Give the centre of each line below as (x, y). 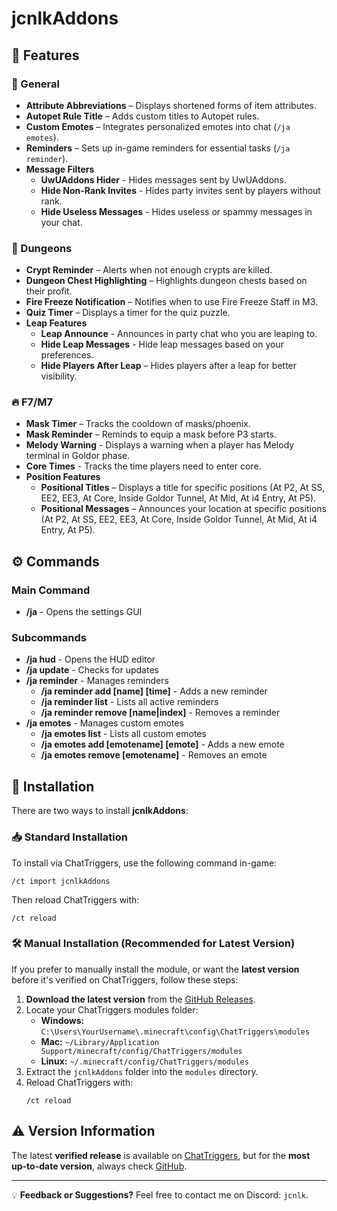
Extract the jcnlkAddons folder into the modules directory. (142, 1071)
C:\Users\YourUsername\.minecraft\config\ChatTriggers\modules (175, 1032)
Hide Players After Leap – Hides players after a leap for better (169, 366)
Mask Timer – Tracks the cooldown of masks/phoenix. (138, 424)
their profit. (49, 291)
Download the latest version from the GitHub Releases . (140, 999)
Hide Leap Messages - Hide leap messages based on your (162, 344)
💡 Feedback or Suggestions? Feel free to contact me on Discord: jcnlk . (160, 1194)
